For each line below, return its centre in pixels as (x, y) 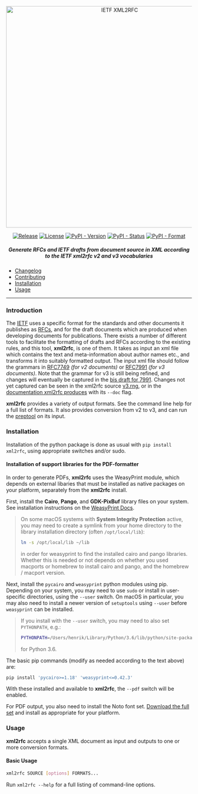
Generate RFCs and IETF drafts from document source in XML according (99, 249)
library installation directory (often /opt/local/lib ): (82, 532)
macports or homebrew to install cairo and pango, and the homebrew (105, 566)
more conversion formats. (37, 747)
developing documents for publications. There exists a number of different (96, 336)
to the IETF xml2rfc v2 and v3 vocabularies (99, 256)
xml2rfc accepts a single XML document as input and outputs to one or (93, 741)
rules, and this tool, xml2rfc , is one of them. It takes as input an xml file (93, 349)
